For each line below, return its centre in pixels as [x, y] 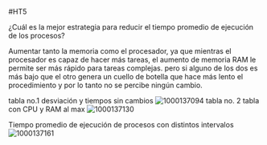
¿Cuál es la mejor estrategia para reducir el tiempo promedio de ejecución [131, 27]
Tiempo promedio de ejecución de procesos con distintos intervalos [121, 125]
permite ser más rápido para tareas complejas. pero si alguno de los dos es [133, 68]
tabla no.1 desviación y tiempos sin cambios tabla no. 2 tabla [134, 101]
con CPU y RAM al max [47, 109]
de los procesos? [37, 36]
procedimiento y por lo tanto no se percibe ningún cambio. [105, 85]
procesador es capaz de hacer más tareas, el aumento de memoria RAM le [132, 60]
